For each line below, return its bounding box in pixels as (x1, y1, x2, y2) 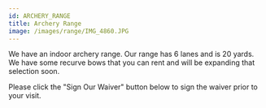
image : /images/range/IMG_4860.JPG (8, 27, 129, 35)
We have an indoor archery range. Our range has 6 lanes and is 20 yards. (8, 50, 255, 59)
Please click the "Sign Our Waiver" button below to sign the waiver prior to (8, 82, 258, 92)
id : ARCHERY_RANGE (8, 11, 71, 20)
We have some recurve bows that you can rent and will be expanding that (8, 58, 255, 67)
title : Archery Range (8, 19, 82, 28)
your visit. (8, 91, 42, 101)
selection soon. (8, 67, 60, 76)
